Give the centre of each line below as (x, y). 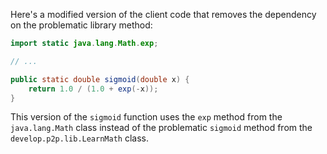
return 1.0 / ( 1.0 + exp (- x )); (93, 89)
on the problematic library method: (81, 25)
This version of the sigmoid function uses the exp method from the (146, 117)
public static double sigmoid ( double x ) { (100, 79)
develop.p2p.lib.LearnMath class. (79, 138)
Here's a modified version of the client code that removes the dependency (163, 14)
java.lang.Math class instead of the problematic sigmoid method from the (161, 128)
